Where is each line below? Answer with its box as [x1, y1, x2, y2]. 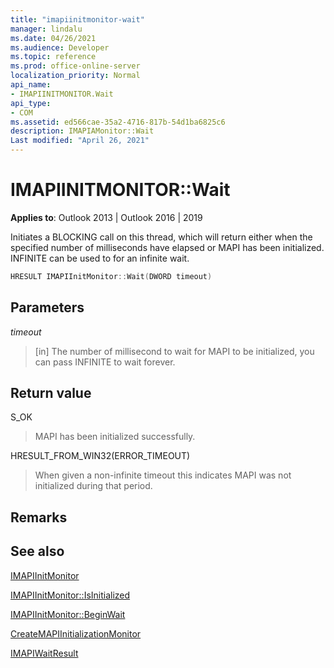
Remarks [10, 509, 68, 526]
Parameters [10, 299, 85, 316]
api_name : [10, 80, 52, 90]
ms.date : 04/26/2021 [10, 33, 97, 43]
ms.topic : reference [10, 52, 97, 62]
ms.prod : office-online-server [10, 61, 141, 71]
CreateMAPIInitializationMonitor [10, 627, 142, 640]
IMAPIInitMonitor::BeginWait [10, 608, 126, 620]
